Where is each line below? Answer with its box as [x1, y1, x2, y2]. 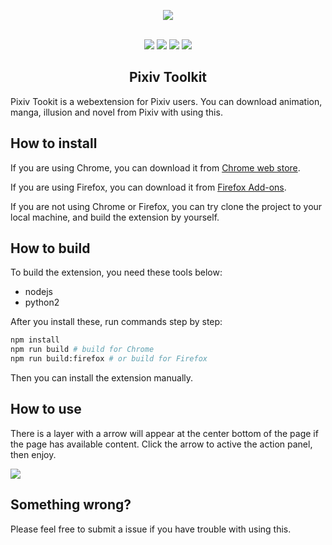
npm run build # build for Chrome [10, 345, 155, 355]
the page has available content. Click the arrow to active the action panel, [10, 438, 313, 450]
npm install [10, 335, 60, 345]
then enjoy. [10, 448, 57, 460]
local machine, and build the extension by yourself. [10, 211, 220, 223]
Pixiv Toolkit [128, 69, 208, 86]
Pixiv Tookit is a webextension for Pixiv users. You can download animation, [10, 95, 323, 107]
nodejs [24, 286, 53, 298]
